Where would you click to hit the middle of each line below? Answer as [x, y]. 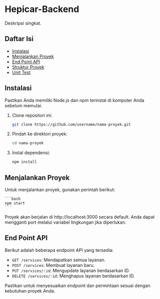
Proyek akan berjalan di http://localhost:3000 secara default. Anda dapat [80, 217]
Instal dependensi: [31, 153]
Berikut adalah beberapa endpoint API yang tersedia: [59, 250]
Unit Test [21, 72]
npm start [15, 203]
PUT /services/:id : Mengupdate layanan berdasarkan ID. [71, 270]
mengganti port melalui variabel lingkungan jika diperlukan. [65, 222]
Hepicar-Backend [42, 9]
